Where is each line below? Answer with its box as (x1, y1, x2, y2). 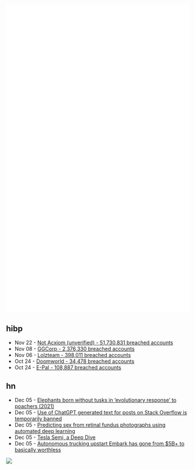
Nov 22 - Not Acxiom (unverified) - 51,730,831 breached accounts (14, 339, 173, 347)
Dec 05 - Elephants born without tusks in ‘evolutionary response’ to (14, 397, 177, 404)
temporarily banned (14, 415, 62, 423)
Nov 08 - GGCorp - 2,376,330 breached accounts (14, 345, 135, 352)
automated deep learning (14, 428, 75, 435)
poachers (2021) (14, 403, 54, 410)
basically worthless (14, 447, 61, 454)
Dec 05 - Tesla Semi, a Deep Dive (14, 434, 96, 441)
